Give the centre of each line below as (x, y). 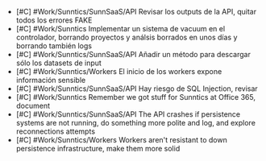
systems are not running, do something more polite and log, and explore (136, 123)
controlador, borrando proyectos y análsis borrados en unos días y (127, 37)
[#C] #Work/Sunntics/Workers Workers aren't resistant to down (121, 140)
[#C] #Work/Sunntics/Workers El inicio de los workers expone (119, 71)
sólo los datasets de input (59, 63)
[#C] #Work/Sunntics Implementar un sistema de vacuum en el (121, 29)
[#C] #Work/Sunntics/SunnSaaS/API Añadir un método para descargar (133, 54)
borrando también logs (54, 46)
